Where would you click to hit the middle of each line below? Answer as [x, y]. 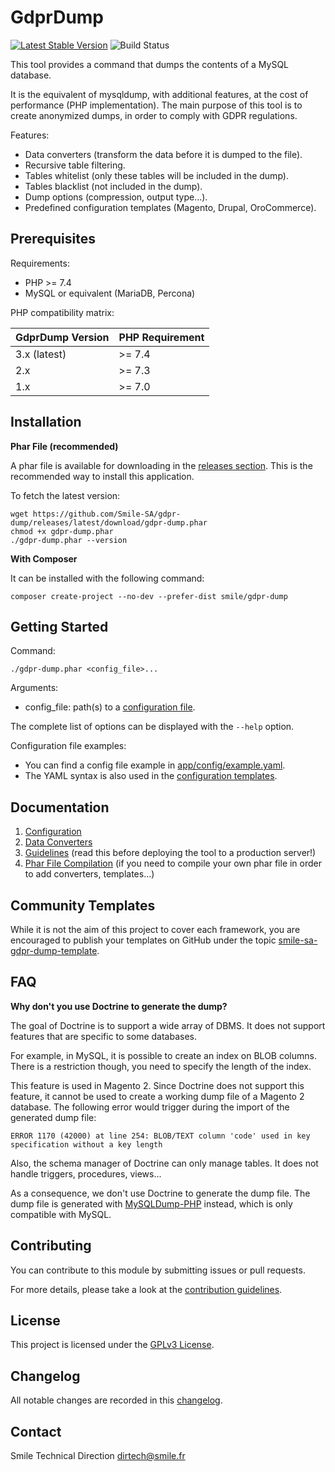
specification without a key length [86, 1144]
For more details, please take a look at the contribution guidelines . [146, 1289]
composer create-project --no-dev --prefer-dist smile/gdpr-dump [149, 596]
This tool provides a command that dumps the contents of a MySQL [150, 64]
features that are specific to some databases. [103, 1036]
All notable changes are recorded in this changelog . [116, 1400]
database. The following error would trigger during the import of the [150, 1107]
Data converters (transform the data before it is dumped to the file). [163, 154]
